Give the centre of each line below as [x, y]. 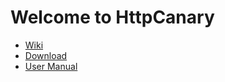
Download [46, 55]
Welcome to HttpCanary [112, 17]
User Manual [51, 66]
